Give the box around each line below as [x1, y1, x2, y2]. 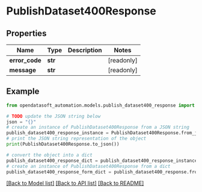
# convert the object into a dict [6, 152, 93, 158]
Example [6, 86, 40, 97]
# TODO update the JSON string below [6, 113, 101, 119]
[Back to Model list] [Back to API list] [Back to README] [6, 179, 144, 187]
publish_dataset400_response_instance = [6, 130, 109, 136]
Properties [6, 28, 47, 39]
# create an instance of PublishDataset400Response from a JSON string [6, 125, 189, 131]
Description [68, 46, 102, 54]
